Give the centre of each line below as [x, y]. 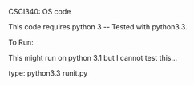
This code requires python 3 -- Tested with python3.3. [98, 27]
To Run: [21, 42]
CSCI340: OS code [40, 12]
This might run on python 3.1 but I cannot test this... [93, 58]
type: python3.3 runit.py [48, 73]
